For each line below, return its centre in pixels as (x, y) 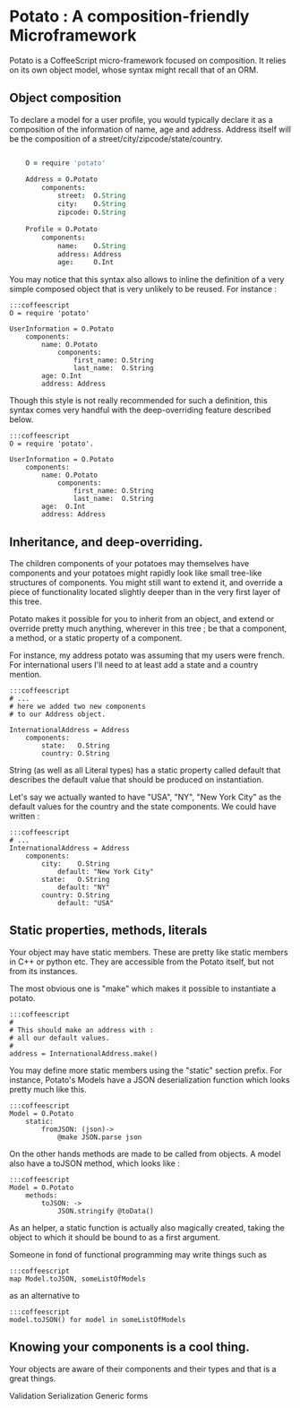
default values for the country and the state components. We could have (143, 807)
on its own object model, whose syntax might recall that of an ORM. (134, 70)
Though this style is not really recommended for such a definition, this (138, 401)
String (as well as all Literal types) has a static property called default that (145, 770)
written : (25, 816)
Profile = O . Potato (62, 229)
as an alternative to (45, 1295)
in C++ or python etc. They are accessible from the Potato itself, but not (142, 962)
